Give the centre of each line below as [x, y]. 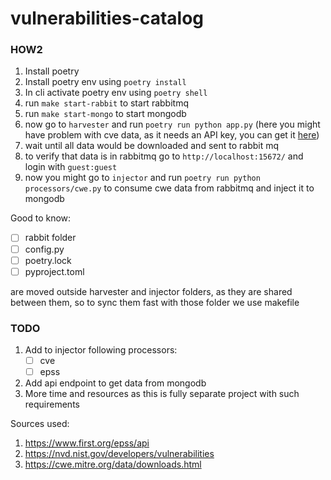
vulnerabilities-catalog [107, 18]
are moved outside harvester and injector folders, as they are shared [151, 291]
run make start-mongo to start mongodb [105, 114]
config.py [44, 249]
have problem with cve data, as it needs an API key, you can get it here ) [172, 135]
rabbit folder [50, 238]
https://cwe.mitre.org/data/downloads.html [113, 464]
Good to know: [41, 218]
